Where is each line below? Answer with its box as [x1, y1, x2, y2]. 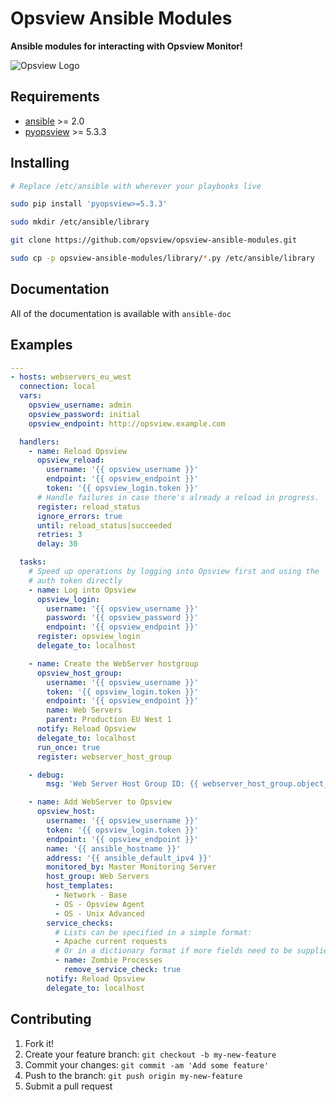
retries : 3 [36, 530, 83, 540]
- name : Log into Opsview [28, 585, 137, 595]
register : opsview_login [36, 632, 141, 642]
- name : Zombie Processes [54, 955, 163, 966]
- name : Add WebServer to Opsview [28, 797, 172, 807]
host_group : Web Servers [46, 872, 150, 882]
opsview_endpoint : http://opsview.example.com [28, 418, 226, 429]
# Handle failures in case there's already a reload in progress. [36, 492, 320, 502]
